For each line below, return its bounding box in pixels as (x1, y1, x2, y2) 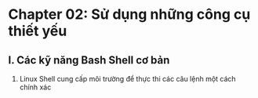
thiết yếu (8, 22, 67, 40)
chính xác (19, 82, 52, 92)
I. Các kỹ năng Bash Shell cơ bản (8, 53, 170, 67)
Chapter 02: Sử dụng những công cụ (8, 5, 251, 24)
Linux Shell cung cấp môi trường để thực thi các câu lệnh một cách (19, 74, 237, 83)
